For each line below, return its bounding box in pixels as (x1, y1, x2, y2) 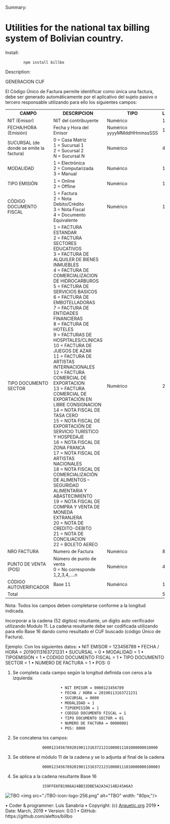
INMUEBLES (53, 262, 79, 268)
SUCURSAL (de (7, 139, 40, 146)
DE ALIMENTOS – (53, 477, 90, 483)
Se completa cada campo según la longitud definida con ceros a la (12, 669, 152, 675)
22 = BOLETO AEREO (53, 542, 98, 548)
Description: (5, 68, 31, 75)
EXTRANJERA (53, 515, 82, 521)
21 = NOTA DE (53, 531, 84, 537)
